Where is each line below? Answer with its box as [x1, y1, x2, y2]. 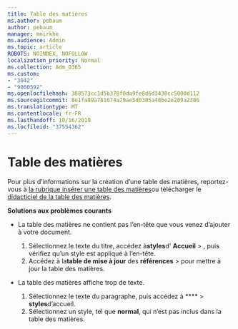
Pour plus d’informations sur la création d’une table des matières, [7, 178, 199, 186]
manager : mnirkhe [7, 30, 59, 38]
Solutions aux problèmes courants [7, 206, 112, 215]
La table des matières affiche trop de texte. [17, 278, 145, 287]
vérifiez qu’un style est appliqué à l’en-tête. [28, 249, 156, 258]
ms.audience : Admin [7, 37, 66, 44]
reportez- [200, 178, 229, 186]
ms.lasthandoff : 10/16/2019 [7, 116, 91, 123]
